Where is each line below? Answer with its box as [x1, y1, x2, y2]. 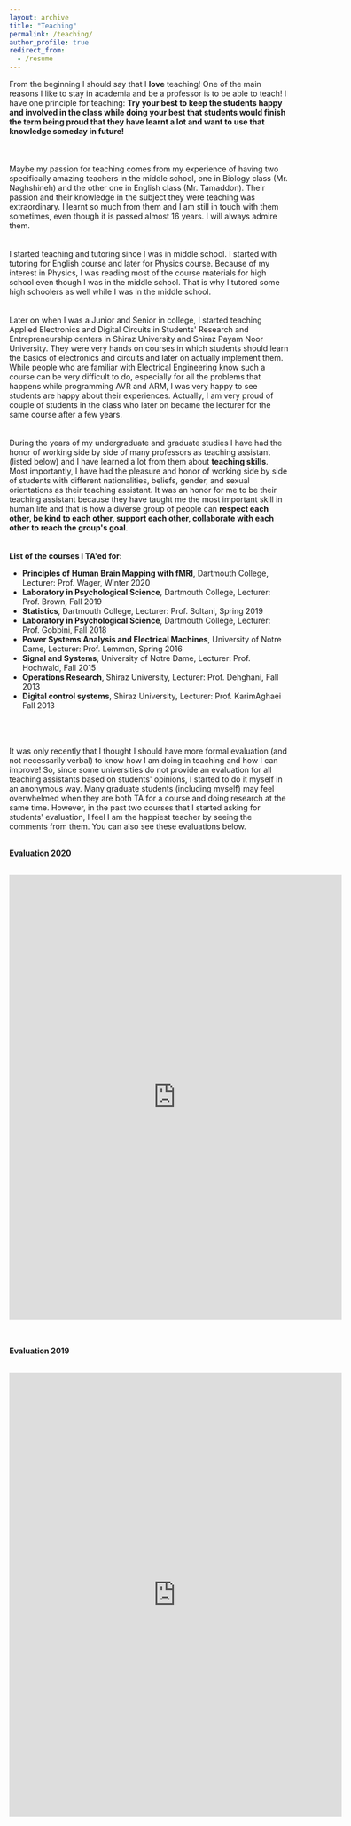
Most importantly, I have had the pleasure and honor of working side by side [9, 466, 288, 476]
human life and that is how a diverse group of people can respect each [9, 504, 269, 514]
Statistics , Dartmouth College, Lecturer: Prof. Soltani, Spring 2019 [21, 606, 264, 616]
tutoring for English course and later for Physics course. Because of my [9, 259, 270, 268]
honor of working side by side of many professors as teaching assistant [9, 447, 271, 458]
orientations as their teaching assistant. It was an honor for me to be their [9, 485, 277, 495]
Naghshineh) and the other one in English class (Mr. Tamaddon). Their [9, 183, 266, 193]
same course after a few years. [9, 410, 122, 419]
